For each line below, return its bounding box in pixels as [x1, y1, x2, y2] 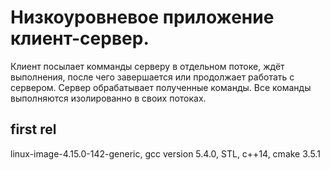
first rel [10, 121, 57, 138]
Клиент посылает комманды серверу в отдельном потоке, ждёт [10, 60, 285, 72]
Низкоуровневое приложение [10, 6, 275, 29]
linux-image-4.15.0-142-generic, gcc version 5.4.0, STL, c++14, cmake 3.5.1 [10, 147, 321, 160]
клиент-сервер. [10, 27, 150, 50]
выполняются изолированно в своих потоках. [10, 92, 207, 104]
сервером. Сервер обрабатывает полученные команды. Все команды [10, 81, 312, 93]
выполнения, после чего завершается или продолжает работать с [10, 71, 295, 83]
